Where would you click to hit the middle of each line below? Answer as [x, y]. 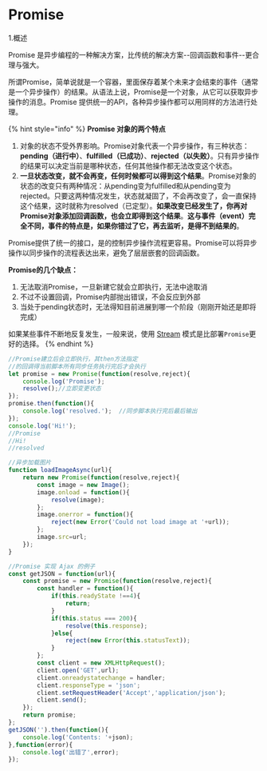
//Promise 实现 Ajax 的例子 [52, 566]
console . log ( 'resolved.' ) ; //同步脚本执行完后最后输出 [110, 411]
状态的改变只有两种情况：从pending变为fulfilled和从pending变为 [125, 186]
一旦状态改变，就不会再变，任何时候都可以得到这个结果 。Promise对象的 [138, 176]
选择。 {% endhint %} [58, 344]
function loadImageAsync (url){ [60, 470]
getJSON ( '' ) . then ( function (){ [59, 729]
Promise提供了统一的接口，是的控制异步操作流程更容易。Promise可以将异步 [133, 242]
